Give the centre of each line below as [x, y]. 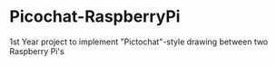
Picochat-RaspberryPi [95, 17]
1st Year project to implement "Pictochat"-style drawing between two [139, 42]
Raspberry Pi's [37, 51]
